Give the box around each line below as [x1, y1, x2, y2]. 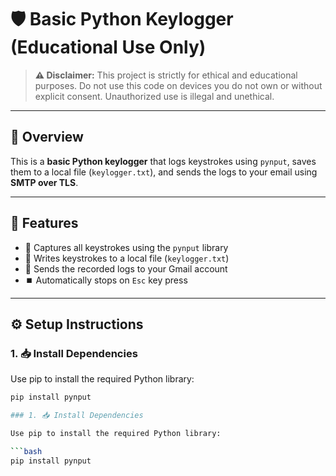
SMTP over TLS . [10, 176, 79, 188]
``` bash [10, 446, 43, 456]
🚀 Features [10, 215, 79, 232]
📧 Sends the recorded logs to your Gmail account [24, 262, 228, 275]
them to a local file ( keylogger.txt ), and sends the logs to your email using [10, 166, 318, 178]
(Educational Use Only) [10, 36, 207, 59]
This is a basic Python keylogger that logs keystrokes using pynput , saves [10, 155, 317, 167]
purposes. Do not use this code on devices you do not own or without [34, 79, 323, 91]
